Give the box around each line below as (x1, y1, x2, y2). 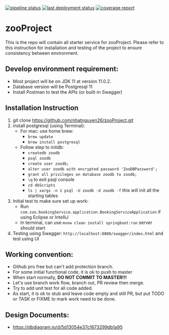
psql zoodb (27, 156, 51, 161)
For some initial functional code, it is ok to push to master (12, 269, 133, 275)
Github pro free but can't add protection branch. (12, 264, 114, 270)
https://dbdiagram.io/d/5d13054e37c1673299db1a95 (12, 324, 123, 330)
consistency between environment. (5, 50, 79, 56)
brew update (27, 134, 53, 139)
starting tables (27, 193, 58, 199)
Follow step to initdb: (20, 144, 64, 150)
